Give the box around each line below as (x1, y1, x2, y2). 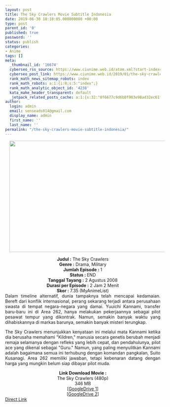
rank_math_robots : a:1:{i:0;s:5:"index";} (9, 81, 98, 86)
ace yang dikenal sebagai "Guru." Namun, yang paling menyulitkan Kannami (5, 345, 161, 351)
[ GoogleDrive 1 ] (67, 386, 99, 392)
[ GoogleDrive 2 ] (66, 391, 100, 397)
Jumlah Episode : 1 (63, 267, 102, 273)
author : (5, 100, 21, 104)
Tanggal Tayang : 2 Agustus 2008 (48, 277, 118, 283)
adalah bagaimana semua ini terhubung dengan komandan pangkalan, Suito (5, 350, 161, 356)
